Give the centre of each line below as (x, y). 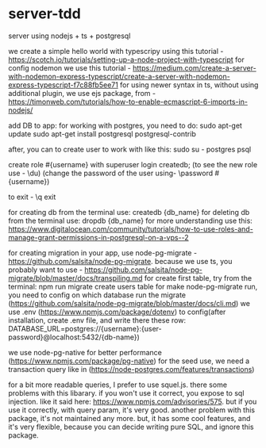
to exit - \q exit (32, 197)
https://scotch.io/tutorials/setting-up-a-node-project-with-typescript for (126, 59)
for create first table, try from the (198, 278)
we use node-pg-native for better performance (85, 352)
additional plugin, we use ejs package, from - (82, 93)
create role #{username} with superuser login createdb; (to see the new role (133, 164)
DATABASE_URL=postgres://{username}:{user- (85, 328)
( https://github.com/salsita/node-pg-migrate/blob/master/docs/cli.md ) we (129, 303)
